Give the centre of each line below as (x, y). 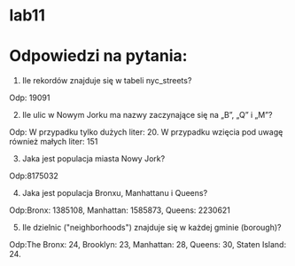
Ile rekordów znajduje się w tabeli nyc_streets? (107, 81)
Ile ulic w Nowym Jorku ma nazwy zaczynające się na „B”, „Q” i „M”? (147, 115)
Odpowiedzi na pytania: (98, 56)
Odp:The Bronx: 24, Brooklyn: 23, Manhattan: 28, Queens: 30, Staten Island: (147, 245)
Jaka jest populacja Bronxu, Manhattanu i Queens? (115, 193)
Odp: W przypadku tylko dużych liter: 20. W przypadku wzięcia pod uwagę (146, 132)
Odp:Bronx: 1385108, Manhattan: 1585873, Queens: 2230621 (120, 210)
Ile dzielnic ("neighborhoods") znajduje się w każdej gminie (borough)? (151, 228)
